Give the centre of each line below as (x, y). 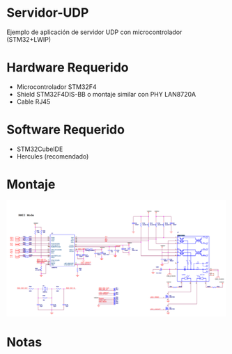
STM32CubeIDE (40, 149)
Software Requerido (65, 130)
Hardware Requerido (68, 68)
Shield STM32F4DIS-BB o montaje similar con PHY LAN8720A (106, 94)
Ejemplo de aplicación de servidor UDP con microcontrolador (94, 32)
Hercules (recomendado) (53, 156)
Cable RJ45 (33, 102)
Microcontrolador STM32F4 (56, 87)
